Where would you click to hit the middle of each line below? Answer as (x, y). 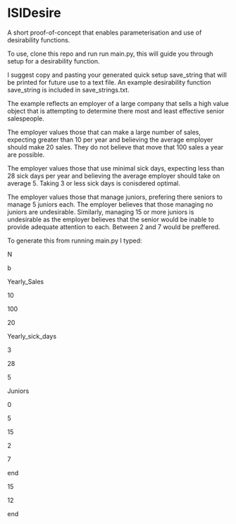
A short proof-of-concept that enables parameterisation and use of (105, 32)
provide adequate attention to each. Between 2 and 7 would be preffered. (114, 226)
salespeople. (26, 118)
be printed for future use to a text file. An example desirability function (109, 82)
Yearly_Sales (26, 281)
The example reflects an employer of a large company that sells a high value (118, 103)
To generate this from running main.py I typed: (75, 240)
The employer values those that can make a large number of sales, (104, 132)
